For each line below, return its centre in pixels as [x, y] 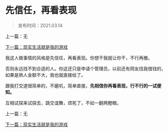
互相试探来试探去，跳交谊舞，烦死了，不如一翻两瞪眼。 [63, 103]
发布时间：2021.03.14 [40, 25]
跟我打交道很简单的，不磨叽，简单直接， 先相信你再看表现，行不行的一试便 [83, 86]
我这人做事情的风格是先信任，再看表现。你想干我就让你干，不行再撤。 [79, 58]
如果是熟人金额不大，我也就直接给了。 [45, 75]
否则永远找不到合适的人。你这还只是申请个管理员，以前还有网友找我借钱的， [86, 69]
